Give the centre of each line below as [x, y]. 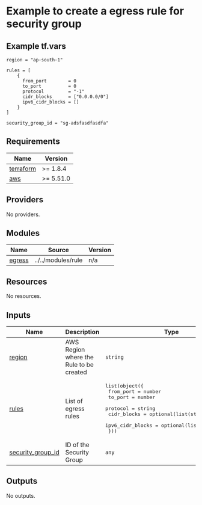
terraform [23, 169]
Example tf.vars [36, 46]
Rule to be [80, 365]
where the [80, 358]
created [76, 373]
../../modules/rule [59, 260]
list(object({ [124, 386]
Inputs [19, 315]
